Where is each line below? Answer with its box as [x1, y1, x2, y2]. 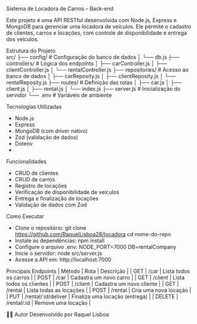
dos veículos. [6, 36, 39, 42]
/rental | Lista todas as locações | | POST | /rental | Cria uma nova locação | [6, 286, 192, 294]
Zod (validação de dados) [14, 134, 79, 141]
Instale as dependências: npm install [14, 237, 105, 244]
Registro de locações [14, 182, 67, 189]
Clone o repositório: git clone [14, 224, 87, 232]
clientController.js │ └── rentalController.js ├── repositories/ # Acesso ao [6, 66, 189, 73]
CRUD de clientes [14, 169, 59, 177]
